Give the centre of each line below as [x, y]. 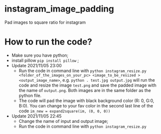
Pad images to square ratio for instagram [45, 22]
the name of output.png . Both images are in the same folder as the [85, 90]
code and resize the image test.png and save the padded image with [88, 85]
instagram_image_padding [59, 9]
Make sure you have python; [40, 55]
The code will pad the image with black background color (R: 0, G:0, [86, 101]
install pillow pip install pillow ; [45, 60]
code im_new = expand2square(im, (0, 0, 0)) [65, 111]
